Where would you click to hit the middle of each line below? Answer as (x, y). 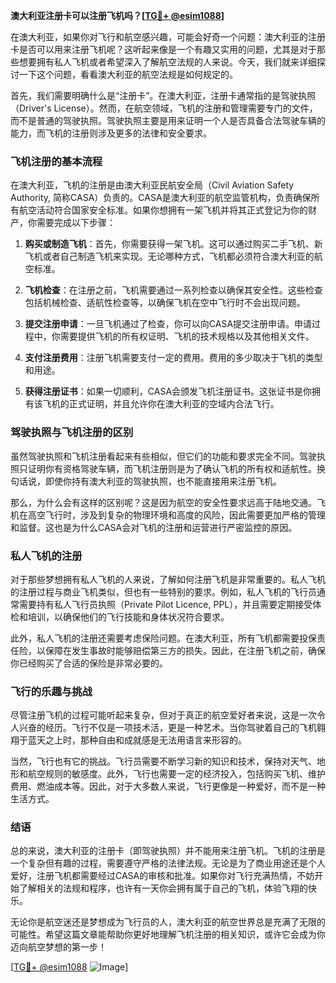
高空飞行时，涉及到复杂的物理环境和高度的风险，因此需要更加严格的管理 (176, 515)
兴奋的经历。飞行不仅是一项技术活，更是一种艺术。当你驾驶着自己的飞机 (167, 728)
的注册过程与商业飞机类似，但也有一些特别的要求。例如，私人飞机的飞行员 (163, 591)
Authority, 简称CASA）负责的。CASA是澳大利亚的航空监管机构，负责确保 (161, 198)
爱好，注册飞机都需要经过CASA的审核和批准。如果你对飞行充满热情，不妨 (162, 876)
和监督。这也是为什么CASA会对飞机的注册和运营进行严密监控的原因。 (154, 527)
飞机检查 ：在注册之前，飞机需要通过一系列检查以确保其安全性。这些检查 (173, 290)
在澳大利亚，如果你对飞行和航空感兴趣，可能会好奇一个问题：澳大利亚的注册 (168, 37)
